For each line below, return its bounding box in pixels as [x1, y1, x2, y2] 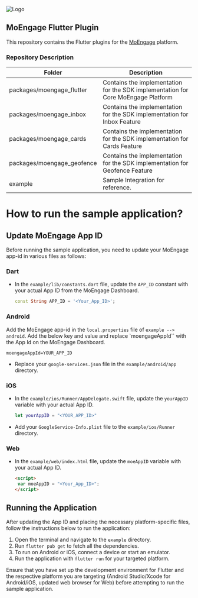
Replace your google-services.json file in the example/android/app [14, 360, 177, 367]
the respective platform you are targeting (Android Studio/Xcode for [6, 573, 171, 580]
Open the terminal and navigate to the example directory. [14, 536, 151, 544]
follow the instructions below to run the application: [6, 525, 131, 532]
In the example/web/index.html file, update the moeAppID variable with [14, 458, 181, 465]
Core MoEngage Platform [103, 93, 173, 102]
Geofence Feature [103, 166, 153, 174]
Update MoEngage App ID [6, 231, 103, 241]
